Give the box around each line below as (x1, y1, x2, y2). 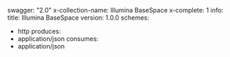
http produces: (17, 27, 62, 35)
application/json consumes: (17, 34, 99, 43)
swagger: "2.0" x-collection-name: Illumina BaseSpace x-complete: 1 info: (7, 6, 224, 14)
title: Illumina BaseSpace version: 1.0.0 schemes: (7, 13, 150, 22)
